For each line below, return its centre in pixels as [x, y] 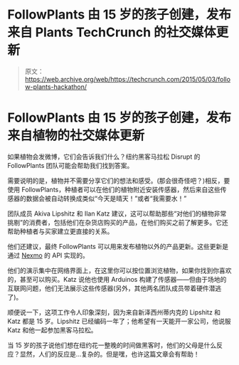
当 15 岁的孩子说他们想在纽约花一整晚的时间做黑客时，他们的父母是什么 [112, 345]
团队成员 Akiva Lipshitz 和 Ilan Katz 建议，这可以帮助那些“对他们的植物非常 [117, 213]
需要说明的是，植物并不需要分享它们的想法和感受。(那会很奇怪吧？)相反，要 [119, 180]
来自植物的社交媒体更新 [76, 136]
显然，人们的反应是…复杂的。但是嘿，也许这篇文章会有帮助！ [110, 354]
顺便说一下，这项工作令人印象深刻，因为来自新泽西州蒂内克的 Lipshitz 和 [114, 312]
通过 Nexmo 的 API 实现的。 [48, 255]
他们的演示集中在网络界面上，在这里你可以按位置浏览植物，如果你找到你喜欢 [119, 270]
